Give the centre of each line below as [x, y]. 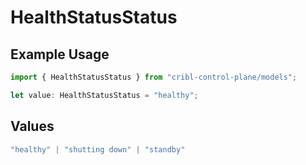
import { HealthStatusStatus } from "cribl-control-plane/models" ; [154, 77]
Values [32, 126]
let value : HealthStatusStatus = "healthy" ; [104, 95]
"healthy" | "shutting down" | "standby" [98, 149]
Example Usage [60, 54]
